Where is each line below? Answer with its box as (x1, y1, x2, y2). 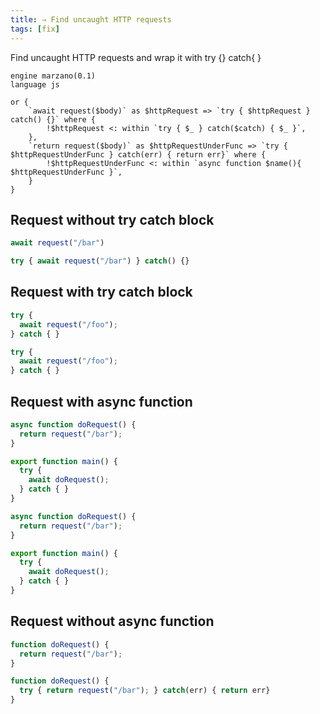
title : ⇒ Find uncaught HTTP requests (10, 14, 172, 25)
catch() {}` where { (10, 114, 97, 125)
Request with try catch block (10, 284, 193, 301)
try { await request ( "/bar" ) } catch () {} (10, 256, 190, 266)
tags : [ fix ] (10, 24, 60, 34)
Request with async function (10, 393, 193, 410)
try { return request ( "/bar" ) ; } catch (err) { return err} (19, 686, 271, 696)
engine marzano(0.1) (10, 71, 97, 81)
